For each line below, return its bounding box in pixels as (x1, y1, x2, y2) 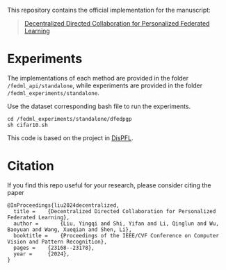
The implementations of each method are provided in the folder (7, 74, 189, 82)
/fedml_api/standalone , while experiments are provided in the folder (7, 81, 203, 90)
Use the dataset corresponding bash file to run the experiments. (7, 102, 191, 110)
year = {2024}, (13, 250, 70, 258)
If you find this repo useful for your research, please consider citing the (7, 180, 211, 189)
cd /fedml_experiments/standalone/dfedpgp (7, 115, 132, 122)
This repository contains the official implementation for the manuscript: (7, 6, 211, 14)
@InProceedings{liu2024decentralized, (7, 201, 120, 209)
